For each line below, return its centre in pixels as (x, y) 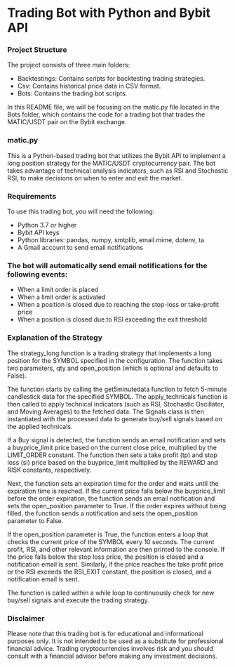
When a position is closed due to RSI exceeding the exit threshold (112, 319)
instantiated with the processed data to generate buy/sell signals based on (115, 418)
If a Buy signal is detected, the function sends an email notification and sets (116, 440)
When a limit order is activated (61, 297)
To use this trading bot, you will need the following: (81, 211)
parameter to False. (35, 520)
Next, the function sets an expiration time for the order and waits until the (113, 483)
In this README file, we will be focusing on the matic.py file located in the (113, 107)
